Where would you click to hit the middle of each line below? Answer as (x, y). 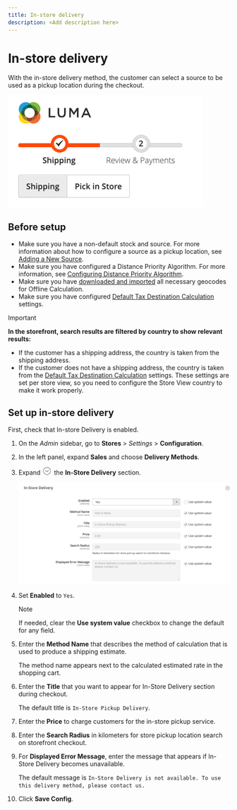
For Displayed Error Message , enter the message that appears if (113, 756)
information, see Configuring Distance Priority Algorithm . (101, 274)
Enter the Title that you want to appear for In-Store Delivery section (116, 687)
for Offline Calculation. (51, 289)
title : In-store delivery (46, 15)
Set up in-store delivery (61, 413)
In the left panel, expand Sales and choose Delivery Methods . (109, 457)
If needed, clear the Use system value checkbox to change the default (121, 623)
